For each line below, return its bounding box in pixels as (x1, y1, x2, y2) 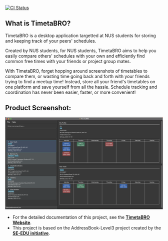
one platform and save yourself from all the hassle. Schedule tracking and (5, 84, 157, 90)
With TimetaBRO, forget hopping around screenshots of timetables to (5, 68, 147, 74)
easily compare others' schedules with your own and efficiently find (5, 53, 145, 59)
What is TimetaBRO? (5, 19, 71, 28)
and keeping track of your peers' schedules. (5, 38, 96, 44)
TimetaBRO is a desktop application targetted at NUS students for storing (5, 33, 156, 39)
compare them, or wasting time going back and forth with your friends (5, 73, 150, 79)
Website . (12, 219, 31, 225)
